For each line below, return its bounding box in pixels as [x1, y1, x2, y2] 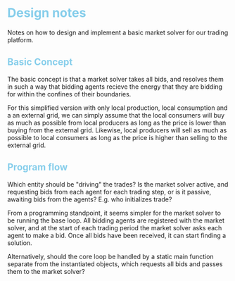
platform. [7, 35, 34, 44]
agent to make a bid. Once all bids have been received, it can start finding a [7, 231, 227, 239]
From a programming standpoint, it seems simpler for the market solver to [7, 208, 222, 217]
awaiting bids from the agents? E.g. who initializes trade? [7, 195, 172, 204]
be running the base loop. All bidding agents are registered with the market [7, 216, 225, 225]
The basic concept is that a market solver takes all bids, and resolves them [7, 75, 224, 83]
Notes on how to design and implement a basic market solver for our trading [7, 28, 229, 37]
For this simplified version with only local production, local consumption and [7, 104, 228, 112]
